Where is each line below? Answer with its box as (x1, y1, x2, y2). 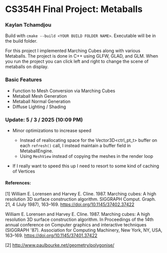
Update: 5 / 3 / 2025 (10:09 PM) (5, 116, 83, 123)
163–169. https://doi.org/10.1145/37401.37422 (5, 232, 98, 238)
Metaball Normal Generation (12, 98, 71, 104)
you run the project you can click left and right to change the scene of (5, 59, 149, 65)
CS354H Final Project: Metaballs (5, 4, 143, 15)
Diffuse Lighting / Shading (12, 104, 66, 110)
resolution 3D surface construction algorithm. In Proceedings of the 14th (5, 216, 154, 222)
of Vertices (12, 168, 35, 174)
